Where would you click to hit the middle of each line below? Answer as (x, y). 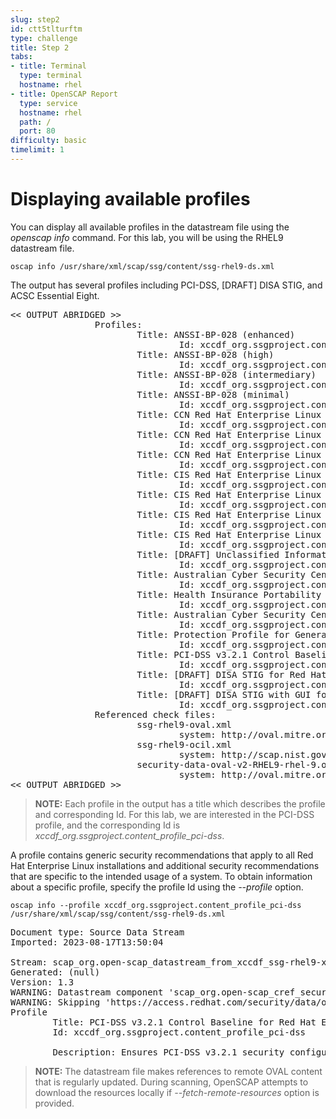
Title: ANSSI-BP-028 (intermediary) (226, 374)
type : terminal (51, 76)
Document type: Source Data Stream (97, 932)
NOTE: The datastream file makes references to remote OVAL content (178, 1071)
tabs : (21, 57)
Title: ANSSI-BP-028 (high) (205, 354)
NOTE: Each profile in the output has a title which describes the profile (180, 803)
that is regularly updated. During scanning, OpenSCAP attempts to (171, 1082)
